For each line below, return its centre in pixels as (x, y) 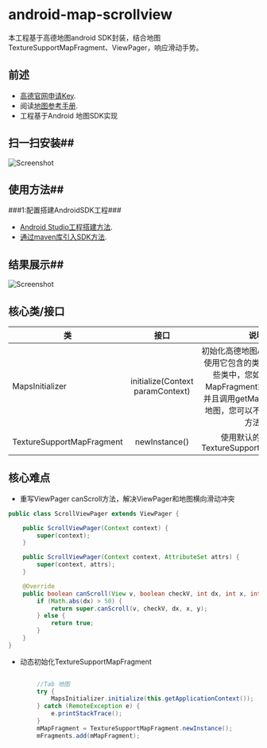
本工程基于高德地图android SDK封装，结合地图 (85, 37)
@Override (39, 586)
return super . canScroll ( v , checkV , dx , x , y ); (129, 608)
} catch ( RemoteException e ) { (89, 706)
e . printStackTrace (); (87, 714)
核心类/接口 (37, 311)
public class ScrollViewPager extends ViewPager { (94, 514)
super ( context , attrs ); (76, 565)
